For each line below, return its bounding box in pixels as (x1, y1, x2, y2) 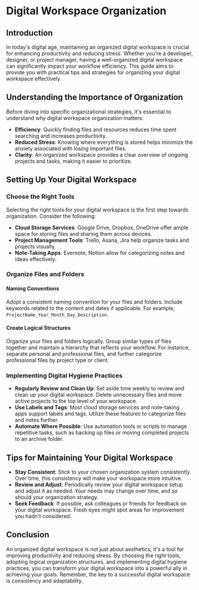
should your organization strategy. (14, 493, 99, 500)
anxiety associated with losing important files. (14, 144, 127, 152)
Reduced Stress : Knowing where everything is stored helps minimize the (14, 138, 193, 146)
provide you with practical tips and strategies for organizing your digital (6, 69, 181, 75)
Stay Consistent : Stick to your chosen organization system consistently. (14, 468, 191, 475)
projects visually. (14, 242, 56, 250)
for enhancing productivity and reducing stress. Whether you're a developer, (6, 50, 193, 57)
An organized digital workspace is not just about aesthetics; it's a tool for (6, 545, 184, 553)
